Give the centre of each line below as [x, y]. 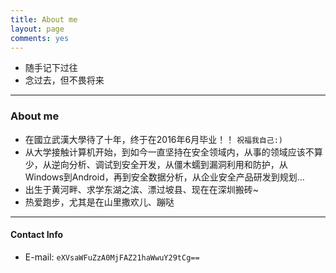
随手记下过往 [51, 68]
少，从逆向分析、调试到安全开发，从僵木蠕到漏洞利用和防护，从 [156, 164]
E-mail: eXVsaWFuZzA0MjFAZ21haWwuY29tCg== [112, 257]
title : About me [44, 19]
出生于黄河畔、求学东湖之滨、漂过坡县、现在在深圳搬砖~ [142, 189]
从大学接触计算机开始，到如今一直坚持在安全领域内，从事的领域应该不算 [173, 152]
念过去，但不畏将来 [64, 80]
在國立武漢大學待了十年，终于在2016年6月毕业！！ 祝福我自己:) [153, 139]
